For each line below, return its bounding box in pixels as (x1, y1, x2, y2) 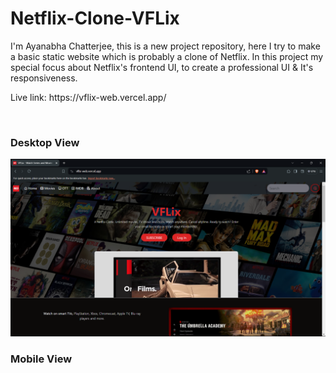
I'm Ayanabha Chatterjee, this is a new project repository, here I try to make (10, 40, 321, 52)
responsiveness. (10, 72, 78, 84)
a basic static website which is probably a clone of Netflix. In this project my (10, 50, 324, 62)
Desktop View (10, 135, 80, 149)
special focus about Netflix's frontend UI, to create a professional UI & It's (10, 61, 314, 73)
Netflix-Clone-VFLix (10, 7, 180, 30)
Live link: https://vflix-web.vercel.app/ (10, 91, 167, 103)
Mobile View (10, 352, 73, 366)
